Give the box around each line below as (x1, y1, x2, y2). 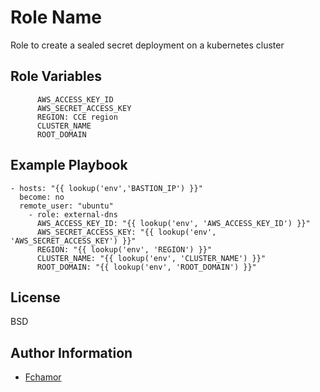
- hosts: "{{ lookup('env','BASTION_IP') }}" (10, 183, 203, 193)
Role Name (10, 6, 102, 29)
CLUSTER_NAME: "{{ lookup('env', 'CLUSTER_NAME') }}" (36, 253, 267, 263)
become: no (19, 192, 65, 202)
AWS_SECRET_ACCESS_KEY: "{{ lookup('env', (36, 227, 217, 237)
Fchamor (24, 371, 62, 383)
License (10, 289, 61, 306)
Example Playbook (10, 157, 128, 174)
